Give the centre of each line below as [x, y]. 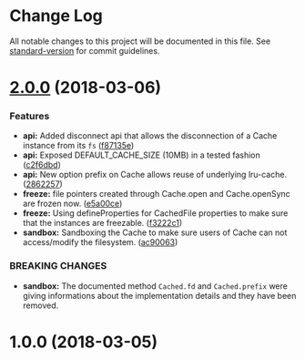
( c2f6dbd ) [41, 165]
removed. [41, 305]
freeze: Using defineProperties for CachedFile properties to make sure [155, 213]
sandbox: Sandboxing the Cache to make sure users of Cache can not [155, 232]
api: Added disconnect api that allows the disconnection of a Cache [150, 136]
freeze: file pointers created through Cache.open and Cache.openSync [157, 194]
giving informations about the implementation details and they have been [159, 295]
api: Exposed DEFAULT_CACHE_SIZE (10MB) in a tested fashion [142, 155]
